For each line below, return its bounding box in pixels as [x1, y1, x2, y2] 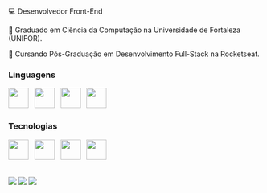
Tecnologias [8, 121, 58, 132]
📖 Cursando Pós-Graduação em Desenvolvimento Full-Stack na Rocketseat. [8, 49, 260, 59]
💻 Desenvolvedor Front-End [8, 6, 103, 16]
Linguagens [8, 69, 56, 80]
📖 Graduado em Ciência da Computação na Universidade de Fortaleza [8, 25, 241, 35]
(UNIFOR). [8, 34, 43, 43]
